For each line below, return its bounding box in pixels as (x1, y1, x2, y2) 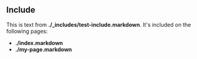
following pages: (6, 27, 48, 35)
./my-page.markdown (15, 46, 72, 53)
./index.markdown (15, 39, 63, 46)
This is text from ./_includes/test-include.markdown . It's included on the (6, 21, 192, 28)
